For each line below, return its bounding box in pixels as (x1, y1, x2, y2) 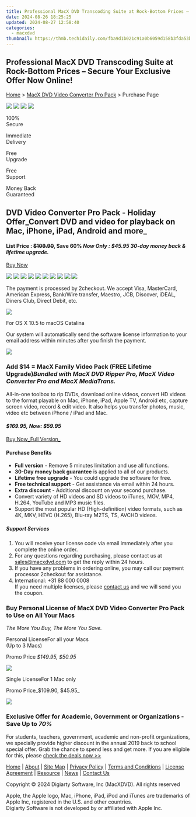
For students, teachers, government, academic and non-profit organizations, (6, 733, 191, 740)
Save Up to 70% (6, 720, 52, 728)
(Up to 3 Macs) (6, 642, 43, 649)
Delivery (6, 138, 26, 145)
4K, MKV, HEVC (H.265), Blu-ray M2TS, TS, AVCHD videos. (14, 512, 157, 519)
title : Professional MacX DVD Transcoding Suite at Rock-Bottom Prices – (6, 8, 190, 15)
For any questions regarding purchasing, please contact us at (14, 552, 162, 559)
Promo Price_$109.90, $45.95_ (6, 687, 80, 694)
